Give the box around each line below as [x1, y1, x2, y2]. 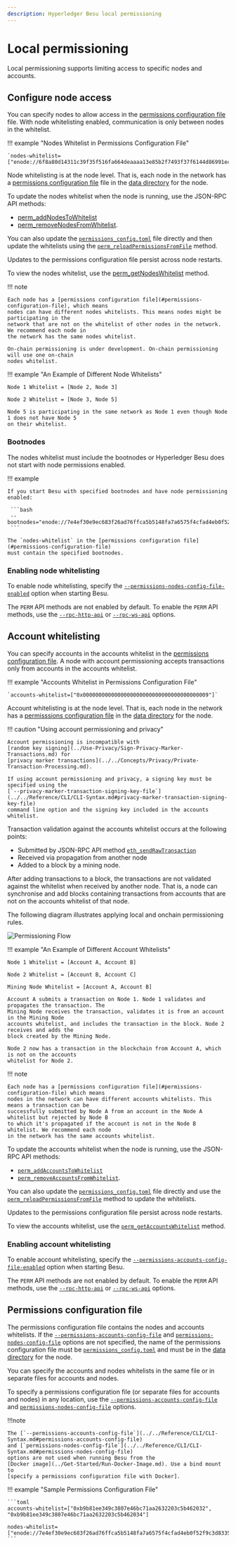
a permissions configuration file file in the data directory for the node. [7, 179, 209, 187]
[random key [7, 744, 42, 751]
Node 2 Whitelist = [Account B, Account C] [7, 971, 137, 978]
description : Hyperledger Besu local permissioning [7, 10, 162, 18]
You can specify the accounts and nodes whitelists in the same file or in [7, 1366, 215, 1375]
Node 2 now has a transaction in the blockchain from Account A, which [7, 1045, 221, 1052]
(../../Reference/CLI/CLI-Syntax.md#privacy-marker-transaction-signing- [7, 794, 228, 801]
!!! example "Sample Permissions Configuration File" [7, 1485, 159, 1494]
